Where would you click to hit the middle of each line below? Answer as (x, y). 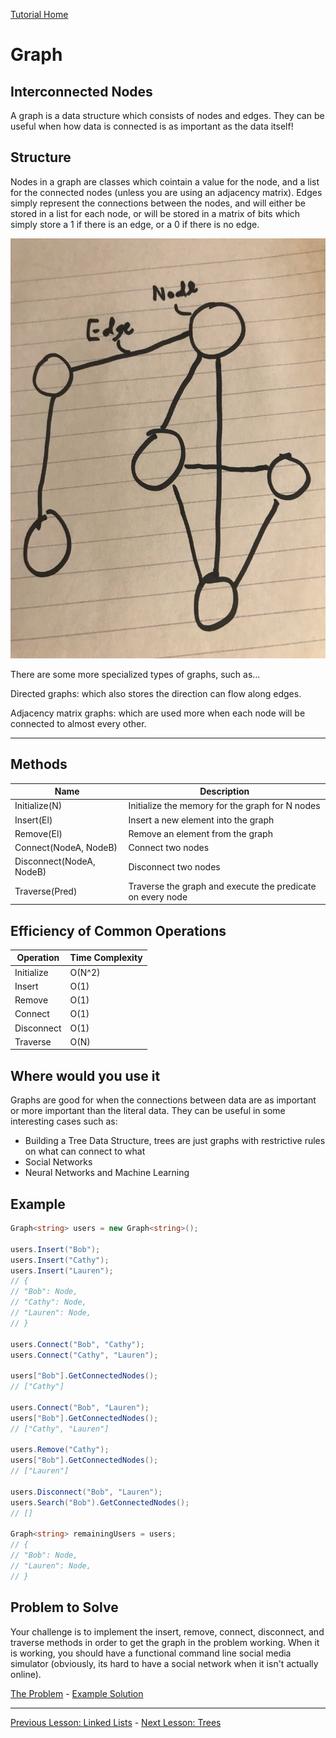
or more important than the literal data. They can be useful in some (148, 1111)
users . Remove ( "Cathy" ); (60, 1450)
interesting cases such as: (64, 1121)
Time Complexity (106, 958)
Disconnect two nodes (174, 866)
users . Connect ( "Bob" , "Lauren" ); (80, 1407)
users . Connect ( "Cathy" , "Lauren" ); (84, 1355)
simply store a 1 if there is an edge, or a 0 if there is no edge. (135, 224)
